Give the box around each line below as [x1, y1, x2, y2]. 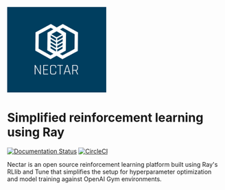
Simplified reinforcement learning [7, 110, 204, 126]
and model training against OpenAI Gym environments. [7, 174, 163, 183]
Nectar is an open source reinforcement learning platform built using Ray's [7, 160, 218, 168]
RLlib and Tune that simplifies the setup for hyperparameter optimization [7, 167, 212, 176]
